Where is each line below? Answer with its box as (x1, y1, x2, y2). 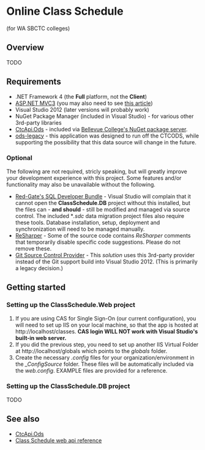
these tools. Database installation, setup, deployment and (15, 219, 160, 226)
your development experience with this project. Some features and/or (6, 174, 182, 182)
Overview (6, 42, 45, 53)
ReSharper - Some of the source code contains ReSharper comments (15, 231, 191, 239)
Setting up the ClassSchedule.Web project (6, 301, 136, 309)
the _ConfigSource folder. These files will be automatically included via (15, 360, 194, 368)
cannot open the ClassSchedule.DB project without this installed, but (15, 199, 191, 206)
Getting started (6, 282, 66, 293)
